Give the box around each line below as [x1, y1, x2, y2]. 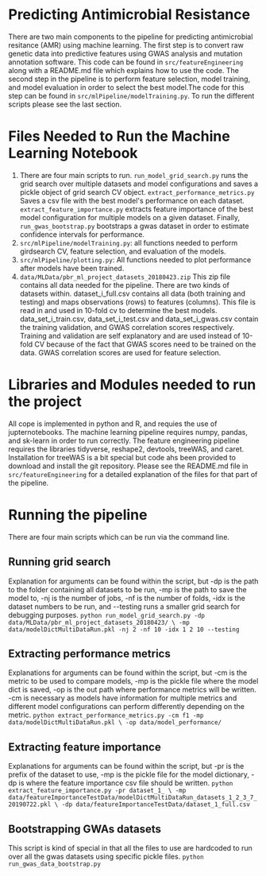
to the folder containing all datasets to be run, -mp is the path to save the [8, 584, 248, 594]
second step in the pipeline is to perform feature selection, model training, [8, 74, 251, 83]
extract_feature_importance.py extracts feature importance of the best [19, 204, 254, 214]
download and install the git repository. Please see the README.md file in [8, 461, 249, 471]
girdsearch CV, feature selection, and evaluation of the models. [19, 246, 226, 256]
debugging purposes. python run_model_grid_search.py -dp [8, 610, 205, 619]
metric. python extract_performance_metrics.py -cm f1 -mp [8, 710, 204, 720]
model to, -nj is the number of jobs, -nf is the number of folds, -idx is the [8, 593, 246, 603]
